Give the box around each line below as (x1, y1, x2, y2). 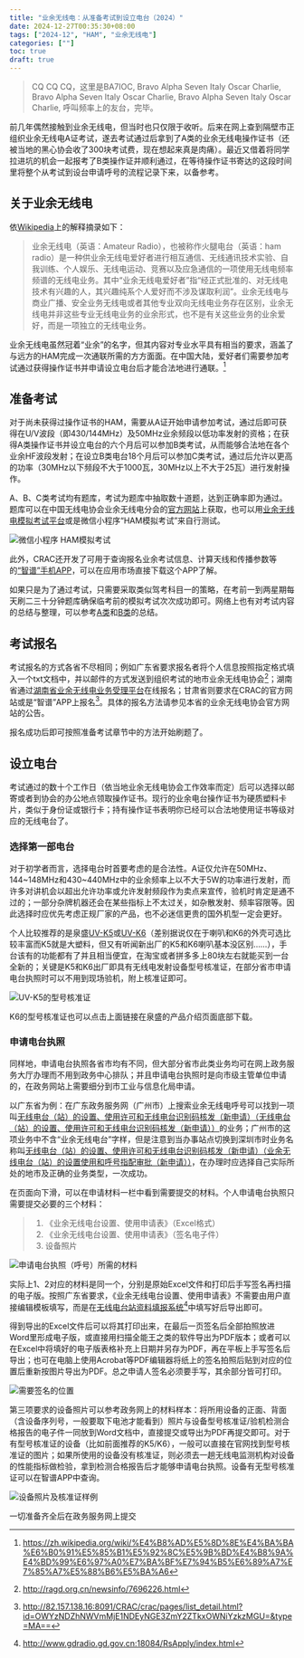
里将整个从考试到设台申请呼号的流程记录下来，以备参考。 (9, 167, 223, 177)
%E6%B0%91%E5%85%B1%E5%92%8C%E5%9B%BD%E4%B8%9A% (22, 1547, 294, 1558)
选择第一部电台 (9, 841, 75, 853)
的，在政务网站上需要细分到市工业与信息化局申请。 (9, 1081, 200, 1091)
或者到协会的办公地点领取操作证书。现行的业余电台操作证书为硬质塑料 (16, 793, 279, 804)
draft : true (9, 55, 54, 64)
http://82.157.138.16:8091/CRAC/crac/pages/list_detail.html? (22, 1601, 243, 1612)
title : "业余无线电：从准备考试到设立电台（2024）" (9, 13, 184, 23)
